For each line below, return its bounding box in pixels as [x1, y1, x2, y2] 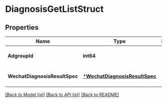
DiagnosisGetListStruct [5, 3, 104, 15]
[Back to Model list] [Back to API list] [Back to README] [5, 92, 119, 98]
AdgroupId [7, 52, 34, 59]
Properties [5, 23, 39, 32]
